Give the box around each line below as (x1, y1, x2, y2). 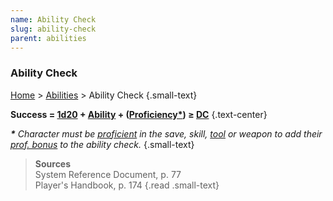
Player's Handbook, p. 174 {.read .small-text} (34, 179, 220, 191)
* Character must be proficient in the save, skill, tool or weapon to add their (10, 127, 323, 140)
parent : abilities (10, 33, 87, 43)
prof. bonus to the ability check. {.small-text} (10, 138, 195, 150)
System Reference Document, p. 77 (34, 168, 182, 180)
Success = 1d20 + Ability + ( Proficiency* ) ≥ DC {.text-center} (10, 108, 268, 120)
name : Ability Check (10, 14, 97, 25)
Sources (34, 157, 72, 170)
